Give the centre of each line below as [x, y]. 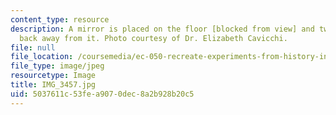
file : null [33, 47]
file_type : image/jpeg [57, 66]
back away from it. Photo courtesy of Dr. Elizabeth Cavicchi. [153, 38]
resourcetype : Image [53, 76]
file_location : [42, 57]
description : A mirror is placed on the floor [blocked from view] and [162, 29]
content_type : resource [60, 19]
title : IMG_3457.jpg [53, 85]
